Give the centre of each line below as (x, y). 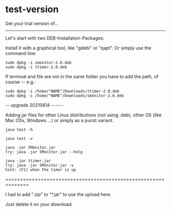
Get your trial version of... (32, 23)
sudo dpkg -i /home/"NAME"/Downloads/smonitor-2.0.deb (65, 96)
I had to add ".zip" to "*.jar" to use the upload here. (59, 194)
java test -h (19, 130)
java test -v (19, 138)
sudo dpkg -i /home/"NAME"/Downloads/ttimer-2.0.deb (62, 91)
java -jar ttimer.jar (28, 161)
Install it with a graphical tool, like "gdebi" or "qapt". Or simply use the (78, 48)
